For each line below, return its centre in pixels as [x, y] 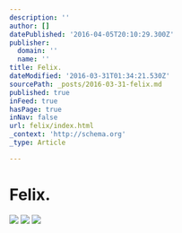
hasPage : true [36, 109]
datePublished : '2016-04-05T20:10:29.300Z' [92, 34]
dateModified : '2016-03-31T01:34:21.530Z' [90, 76]
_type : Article [38, 142]
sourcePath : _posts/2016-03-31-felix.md [86, 84]
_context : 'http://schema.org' [68, 134]
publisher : [30, 43]
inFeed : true [34, 101]
